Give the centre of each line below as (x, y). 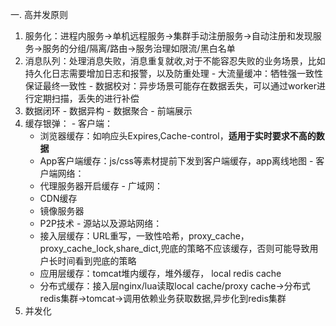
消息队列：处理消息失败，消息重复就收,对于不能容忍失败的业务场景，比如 (175, 61)
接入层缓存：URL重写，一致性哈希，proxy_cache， (144, 236)
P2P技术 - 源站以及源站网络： (101, 223)
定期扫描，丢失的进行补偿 (86, 98)
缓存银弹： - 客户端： (69, 123)
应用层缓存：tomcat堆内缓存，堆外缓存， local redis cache (160, 273)
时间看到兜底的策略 (97, 261)
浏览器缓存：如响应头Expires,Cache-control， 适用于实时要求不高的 (178, 136)
